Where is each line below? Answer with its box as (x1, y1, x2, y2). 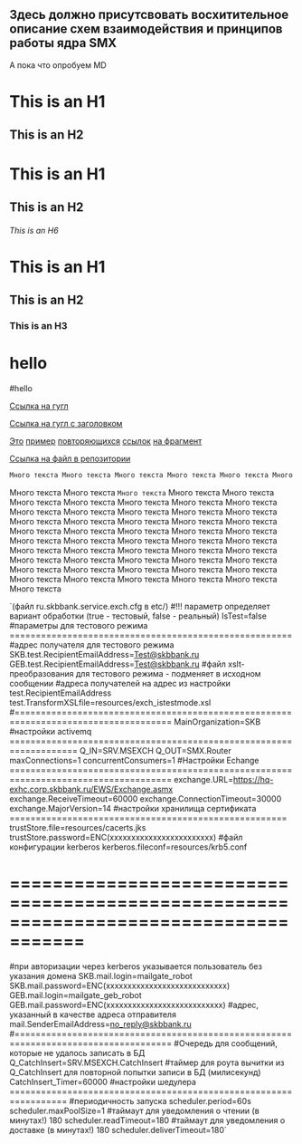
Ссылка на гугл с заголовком (9, 418, 123, 428)
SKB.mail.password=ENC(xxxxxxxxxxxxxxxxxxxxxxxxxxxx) (9, 980, 231, 991)
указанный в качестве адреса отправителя (9, 1009, 176, 1020)
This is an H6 (9, 225, 59, 236)
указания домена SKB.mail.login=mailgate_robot (9, 970, 193, 981)
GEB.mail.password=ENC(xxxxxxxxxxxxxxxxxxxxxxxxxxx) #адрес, (9, 999, 260, 1010)
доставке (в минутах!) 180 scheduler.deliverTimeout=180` (9, 1124, 228, 1135)
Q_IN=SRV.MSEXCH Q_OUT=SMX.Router (80, 745, 232, 755)
